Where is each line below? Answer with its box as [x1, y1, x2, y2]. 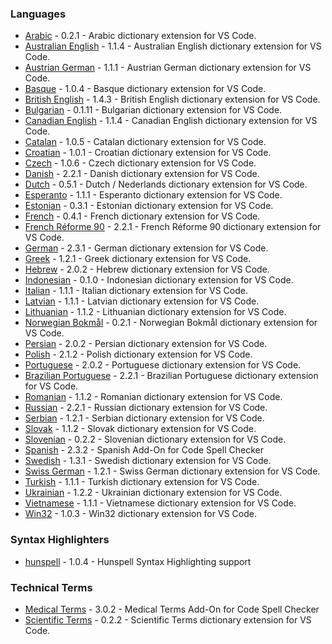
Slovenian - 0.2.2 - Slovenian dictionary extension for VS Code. [24, 433, 287, 446]
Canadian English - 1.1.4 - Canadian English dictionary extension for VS [24, 115, 318, 127]
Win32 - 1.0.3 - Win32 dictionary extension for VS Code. [24, 508, 257, 520]
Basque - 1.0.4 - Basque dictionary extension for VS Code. [24, 83, 267, 95]
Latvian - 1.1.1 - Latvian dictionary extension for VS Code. [24, 295, 260, 307]
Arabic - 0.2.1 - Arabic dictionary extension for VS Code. [24, 30, 257, 42]
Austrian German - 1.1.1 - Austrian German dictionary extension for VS [24, 62, 312, 74]
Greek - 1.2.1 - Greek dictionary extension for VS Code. [24, 253, 252, 265]
